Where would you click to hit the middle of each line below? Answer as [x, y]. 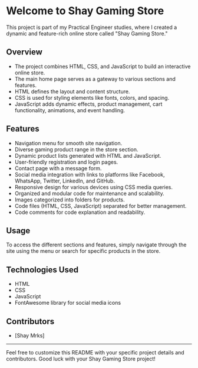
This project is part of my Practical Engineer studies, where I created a [92, 27]
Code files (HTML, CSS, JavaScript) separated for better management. [100, 206]
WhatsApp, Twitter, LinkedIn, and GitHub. [65, 181]
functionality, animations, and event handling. [70, 110]
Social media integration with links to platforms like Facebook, [90, 174]
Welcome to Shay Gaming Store [85, 11]
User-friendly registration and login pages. [66, 162]
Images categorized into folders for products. [70, 200]
